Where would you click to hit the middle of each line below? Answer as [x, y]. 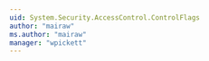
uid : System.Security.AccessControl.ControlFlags [105, 17]
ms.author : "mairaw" [48, 34]
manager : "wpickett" [48, 43]
